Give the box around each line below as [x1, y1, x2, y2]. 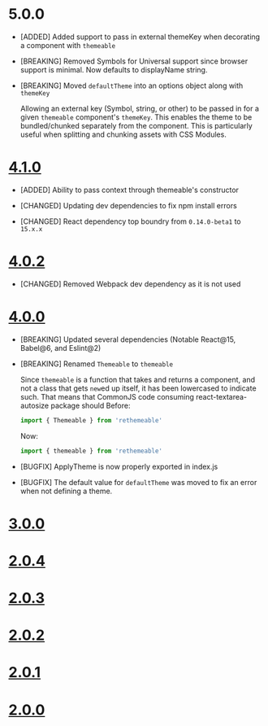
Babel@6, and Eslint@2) [19, 343, 102, 352]
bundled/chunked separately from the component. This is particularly [19, 120, 253, 130]
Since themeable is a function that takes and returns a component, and [19, 374, 256, 384]
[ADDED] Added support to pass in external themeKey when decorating [19, 32, 261, 42]
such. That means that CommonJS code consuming [19, 391, 195, 401]
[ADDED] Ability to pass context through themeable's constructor [19, 185, 240, 195]
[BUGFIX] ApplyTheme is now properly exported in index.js [19, 461, 218, 471]
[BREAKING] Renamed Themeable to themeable [19, 359, 173, 369]
